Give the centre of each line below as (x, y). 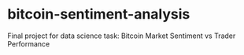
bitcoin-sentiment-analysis (99, 14)
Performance (29, 43)
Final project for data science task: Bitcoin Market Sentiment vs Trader (122, 36)
